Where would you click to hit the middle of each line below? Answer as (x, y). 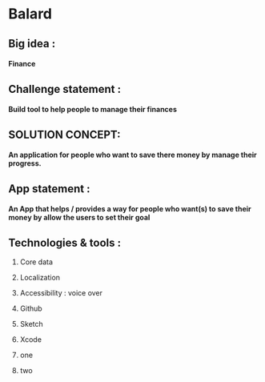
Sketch (32, 324)
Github (31, 308)
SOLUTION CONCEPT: (65, 134)
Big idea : (32, 44)
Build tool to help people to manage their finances (93, 110)
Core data (36, 262)
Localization (40, 277)
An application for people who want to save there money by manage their (133, 155)
